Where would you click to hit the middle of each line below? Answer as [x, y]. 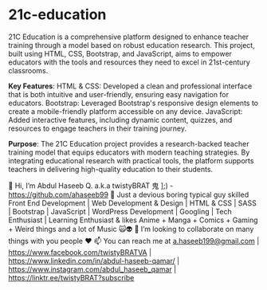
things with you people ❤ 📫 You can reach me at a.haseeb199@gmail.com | [134, 241]
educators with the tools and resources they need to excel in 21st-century [130, 62]
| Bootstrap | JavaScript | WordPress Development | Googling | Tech [120, 211]
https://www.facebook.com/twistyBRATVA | [80, 252]
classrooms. [28, 70]
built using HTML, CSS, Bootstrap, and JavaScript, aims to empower [120, 53]
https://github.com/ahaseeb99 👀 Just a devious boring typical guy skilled [129, 194]
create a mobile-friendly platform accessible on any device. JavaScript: [126, 111]
